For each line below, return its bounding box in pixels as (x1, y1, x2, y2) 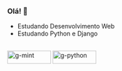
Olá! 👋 (7, 6, 28, 16)
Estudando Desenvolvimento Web (17, 22, 115, 31)
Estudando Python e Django (17, 29, 98, 38)
